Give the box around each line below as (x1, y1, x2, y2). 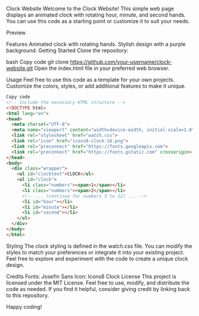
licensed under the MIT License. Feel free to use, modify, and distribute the (6, 279, 190, 286)
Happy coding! (6, 303, 43, 310)
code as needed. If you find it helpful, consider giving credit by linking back (6, 285, 191, 292)
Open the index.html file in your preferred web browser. (34, 65, 170, 72)
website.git (6, 65, 33, 72)
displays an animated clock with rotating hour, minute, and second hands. (6, 11, 186, 18)
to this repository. (6, 292, 49, 299)
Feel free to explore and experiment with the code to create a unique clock (6, 255, 188, 262)
